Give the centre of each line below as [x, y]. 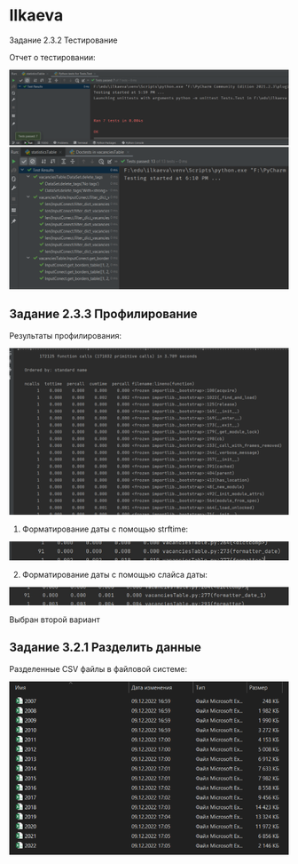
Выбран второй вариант [55, 620]
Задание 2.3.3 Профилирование [103, 314]
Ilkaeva [36, 16]
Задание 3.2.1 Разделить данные [105, 648]
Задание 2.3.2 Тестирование [63, 40]
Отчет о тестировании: [52, 57]
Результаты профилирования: [66, 335]
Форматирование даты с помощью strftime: [105, 529]
